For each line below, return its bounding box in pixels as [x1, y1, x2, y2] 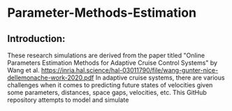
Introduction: [7, 33, 66, 45]
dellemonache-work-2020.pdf [7, 73, 94, 82]
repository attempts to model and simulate [7, 96, 129, 104]
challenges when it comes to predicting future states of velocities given [7, 81, 213, 89]
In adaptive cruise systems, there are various [95, 73, 225, 82]
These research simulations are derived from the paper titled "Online [7, 51, 205, 59]
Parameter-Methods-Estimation [7, 5, 197, 21]
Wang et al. [7, 66, 40, 74]
